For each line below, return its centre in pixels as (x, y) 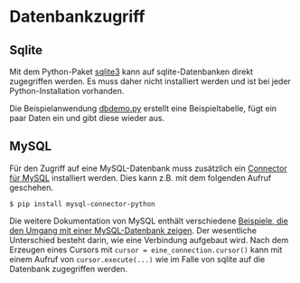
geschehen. (32, 187)
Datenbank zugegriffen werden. (69, 269)
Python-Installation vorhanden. (67, 91)
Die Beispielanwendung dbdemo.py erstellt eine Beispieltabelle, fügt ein (143, 108)
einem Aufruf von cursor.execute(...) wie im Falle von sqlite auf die (137, 259)
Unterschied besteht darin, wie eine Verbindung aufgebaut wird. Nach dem (149, 240)
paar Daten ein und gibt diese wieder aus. (87, 118)
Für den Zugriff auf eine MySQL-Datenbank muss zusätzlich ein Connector (148, 168)
